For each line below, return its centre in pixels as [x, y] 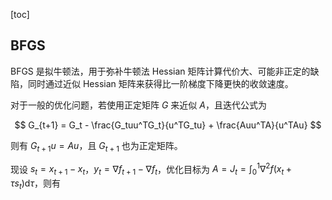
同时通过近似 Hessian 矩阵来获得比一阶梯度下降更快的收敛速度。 [160, 83]
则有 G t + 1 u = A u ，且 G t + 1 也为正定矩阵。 [96, 146]
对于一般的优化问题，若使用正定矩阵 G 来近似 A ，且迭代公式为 [138, 105]
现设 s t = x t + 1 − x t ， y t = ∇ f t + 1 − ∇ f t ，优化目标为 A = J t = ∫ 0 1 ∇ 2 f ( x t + [151, 169]
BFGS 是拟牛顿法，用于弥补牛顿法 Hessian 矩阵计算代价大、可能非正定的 [160, 71]
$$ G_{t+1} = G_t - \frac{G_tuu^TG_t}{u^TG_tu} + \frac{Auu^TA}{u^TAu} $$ [168, 125]
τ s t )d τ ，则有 [35, 184]
